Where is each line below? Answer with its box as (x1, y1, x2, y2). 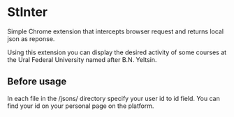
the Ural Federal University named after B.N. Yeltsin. (7, 55, 157, 63)
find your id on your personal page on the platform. (7, 102, 154, 110)
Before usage (7, 76, 67, 88)
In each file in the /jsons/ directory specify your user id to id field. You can (7, 94, 220, 102)
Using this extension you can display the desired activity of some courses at (7, 48, 227, 56)
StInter (7, 4, 48, 20)
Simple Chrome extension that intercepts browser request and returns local (7, 27, 224, 36)
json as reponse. (7, 34, 55, 42)
